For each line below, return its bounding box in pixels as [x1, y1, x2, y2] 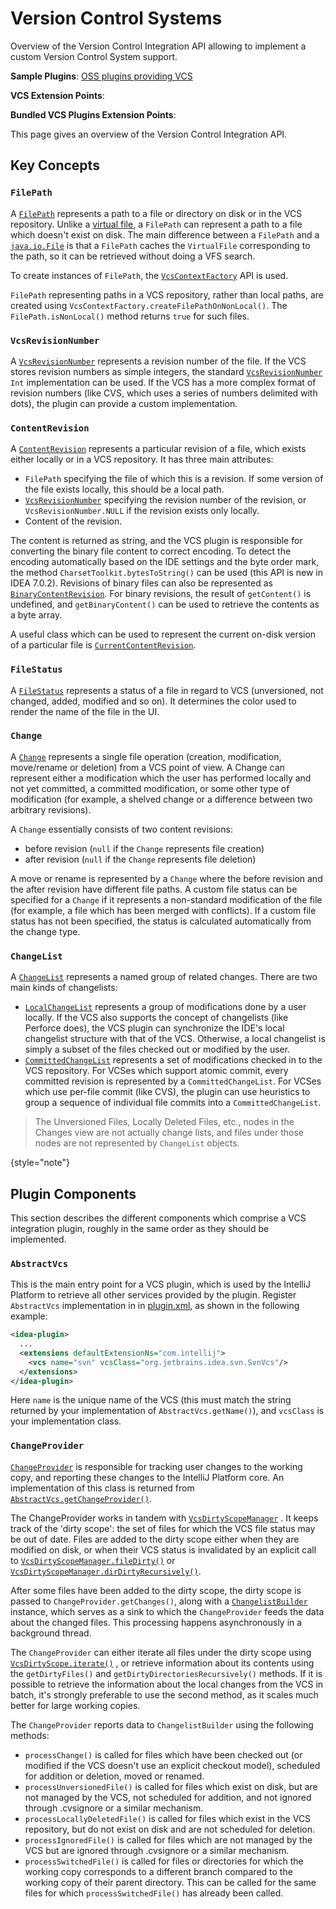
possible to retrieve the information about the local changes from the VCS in [10, 1678, 324, 1690]
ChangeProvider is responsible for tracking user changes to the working [10, 1460, 303, 1472]
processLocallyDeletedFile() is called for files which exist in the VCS [24, 1812, 312, 1824]
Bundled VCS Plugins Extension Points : [10, 108, 177, 121]
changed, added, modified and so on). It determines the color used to [10, 695, 297, 707]
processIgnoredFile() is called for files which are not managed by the [24, 1833, 313, 1846]
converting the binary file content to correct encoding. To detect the [10, 545, 292, 557]
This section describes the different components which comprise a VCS [10, 1212, 307, 1224]
